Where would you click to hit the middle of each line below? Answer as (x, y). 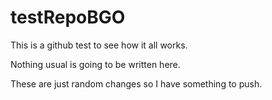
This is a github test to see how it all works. (99, 45)
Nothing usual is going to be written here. (95, 64)
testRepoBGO (68, 17)
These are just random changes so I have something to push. (136, 83)
